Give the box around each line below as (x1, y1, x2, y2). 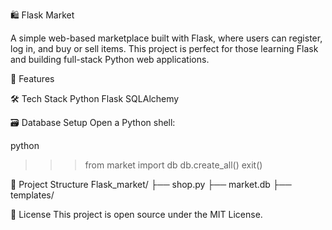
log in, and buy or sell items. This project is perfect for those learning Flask (10, 43, 319, 54)
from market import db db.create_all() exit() (84, 159, 263, 171)
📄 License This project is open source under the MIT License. (10, 209, 263, 220)
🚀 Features (10, 73, 55, 84)
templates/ (10, 189, 55, 201)
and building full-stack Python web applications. (10, 54, 210, 65)
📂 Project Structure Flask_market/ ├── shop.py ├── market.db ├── (10, 179, 292, 190)
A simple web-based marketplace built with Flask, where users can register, (10, 32, 323, 44)
